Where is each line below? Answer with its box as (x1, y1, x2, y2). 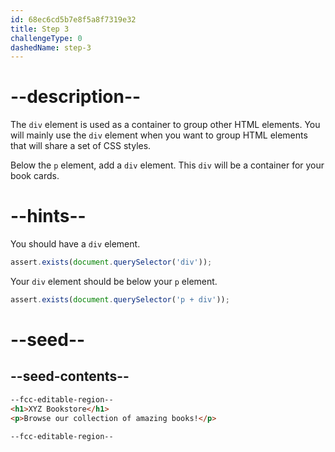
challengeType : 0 (10, 33, 83, 43)
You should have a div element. (10, 238, 141, 250)
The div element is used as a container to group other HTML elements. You (10, 119, 321, 131)
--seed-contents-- (10, 368, 130, 385)
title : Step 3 (10, 24, 70, 34)
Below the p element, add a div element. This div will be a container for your (10, 159, 325, 171)
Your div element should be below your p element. (10, 276, 218, 287)
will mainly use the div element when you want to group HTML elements (10, 129, 308, 141)
